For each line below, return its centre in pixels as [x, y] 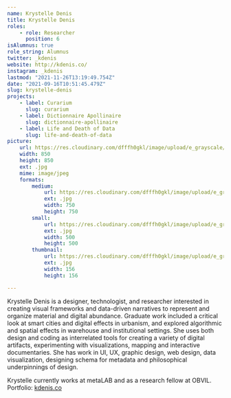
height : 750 [61, 212]
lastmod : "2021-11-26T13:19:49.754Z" [61, 77]
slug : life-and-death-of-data [68, 135]
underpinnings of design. [43, 367]
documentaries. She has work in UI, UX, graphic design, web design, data [112, 352]
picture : [20, 142]
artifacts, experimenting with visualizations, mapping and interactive [104, 345]
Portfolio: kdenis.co [34, 387]
